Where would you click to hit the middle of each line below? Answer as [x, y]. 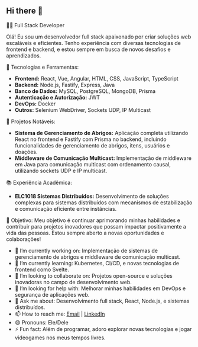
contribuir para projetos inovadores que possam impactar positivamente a [96, 226]
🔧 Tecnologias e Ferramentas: [43, 67]
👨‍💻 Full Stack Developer [35, 25]
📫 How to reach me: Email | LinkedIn [60, 314]
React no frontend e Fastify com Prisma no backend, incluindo [90, 139]
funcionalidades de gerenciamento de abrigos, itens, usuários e [92, 145]
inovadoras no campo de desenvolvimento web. [73, 282]
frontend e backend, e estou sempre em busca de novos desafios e [88, 49]
